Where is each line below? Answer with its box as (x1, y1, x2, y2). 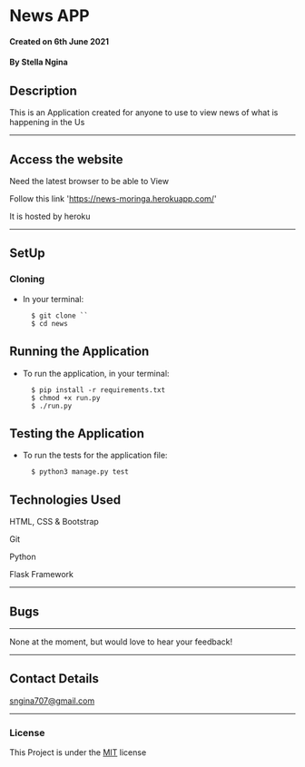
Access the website (9, 152, 123, 167)
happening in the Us (9, 117, 85, 128)
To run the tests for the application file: (22, 450, 168, 461)
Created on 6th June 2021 (9, 35, 110, 46)
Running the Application (9, 344, 150, 359)
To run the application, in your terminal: (22, 368, 170, 379)
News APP (9, 5, 90, 26)
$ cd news (31, 319, 68, 328)
